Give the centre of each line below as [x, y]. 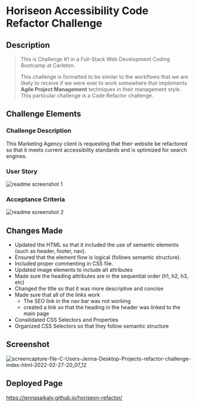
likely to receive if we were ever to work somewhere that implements [103, 83]
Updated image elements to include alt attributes [74, 270]
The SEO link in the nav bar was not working [77, 301]
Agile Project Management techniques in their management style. [101, 89]
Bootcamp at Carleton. [48, 65]
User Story [22, 171]
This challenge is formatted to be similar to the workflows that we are [104, 77]
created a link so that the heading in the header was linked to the [102, 308]
